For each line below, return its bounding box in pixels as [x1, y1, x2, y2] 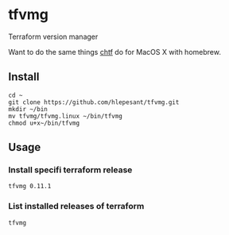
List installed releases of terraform [8, 201, 145, 212]
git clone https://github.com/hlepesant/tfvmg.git [8, 98, 180, 106]
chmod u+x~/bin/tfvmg [8, 119, 80, 127]
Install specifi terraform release [8, 164, 133, 175]
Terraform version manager [8, 32, 99, 41]
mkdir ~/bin [8, 105, 48, 113]
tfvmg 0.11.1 [8, 183, 52, 191]
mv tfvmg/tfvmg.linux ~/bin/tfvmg [8, 112, 123, 120]
